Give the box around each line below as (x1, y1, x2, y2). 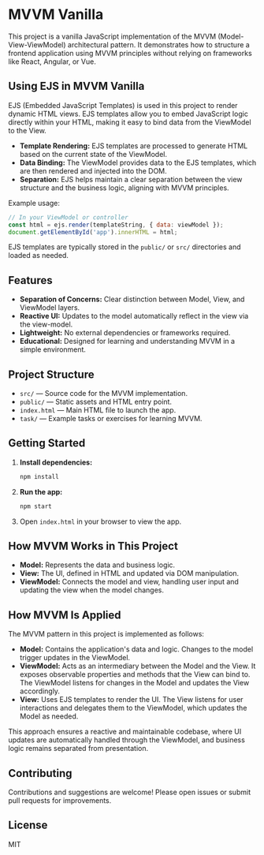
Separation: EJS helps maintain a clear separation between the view (19, 174, 243, 184)
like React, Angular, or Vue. (8, 57, 96, 66)
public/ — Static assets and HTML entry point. (19, 397, 172, 406)
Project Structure (8, 368, 95, 381)
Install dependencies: (19, 457, 93, 467)
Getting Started (8, 436, 86, 450)
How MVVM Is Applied (8, 608, 121, 622)
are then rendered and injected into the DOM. (19, 166, 167, 175)
